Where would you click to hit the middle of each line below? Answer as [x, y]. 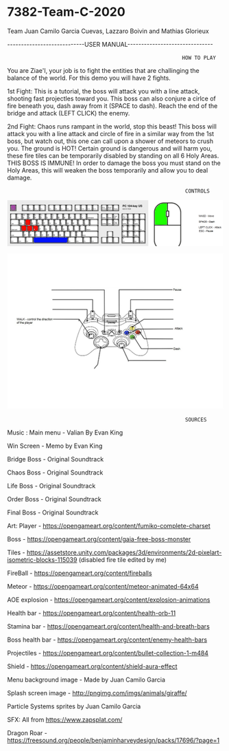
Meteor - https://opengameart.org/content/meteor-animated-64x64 [103, 586]
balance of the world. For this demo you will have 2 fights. [89, 78]
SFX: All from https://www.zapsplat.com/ [65, 719]
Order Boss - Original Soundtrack [54, 499]
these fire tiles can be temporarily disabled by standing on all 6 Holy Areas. [113, 155]
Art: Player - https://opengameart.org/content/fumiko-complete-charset [109, 525]
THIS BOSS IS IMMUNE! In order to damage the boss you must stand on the [114, 163]
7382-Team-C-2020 [66, 12]
